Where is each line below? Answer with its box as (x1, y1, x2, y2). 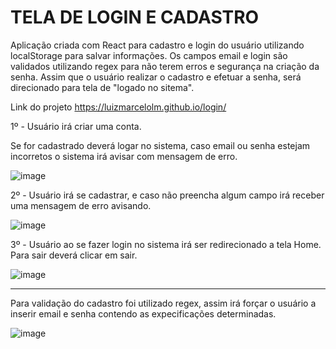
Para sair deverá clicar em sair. (10, 249, 138, 261)
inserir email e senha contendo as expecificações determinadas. (10, 307, 277, 320)
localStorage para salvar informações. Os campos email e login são (10, 49, 288, 61)
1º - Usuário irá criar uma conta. (10, 120, 142, 132)
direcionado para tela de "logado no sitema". (10, 81, 195, 93)
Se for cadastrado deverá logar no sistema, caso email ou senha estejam (10, 139, 311, 151)
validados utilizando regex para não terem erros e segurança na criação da (10, 60, 320, 72)
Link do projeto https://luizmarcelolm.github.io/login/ (10, 101, 227, 113)
